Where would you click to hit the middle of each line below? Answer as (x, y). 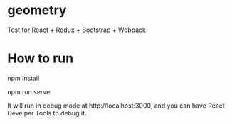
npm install (23, 78)
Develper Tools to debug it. (47, 113)
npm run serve (29, 91)
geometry (37, 10)
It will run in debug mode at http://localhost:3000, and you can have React (116, 106)
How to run (41, 58)
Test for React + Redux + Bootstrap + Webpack (77, 30)
